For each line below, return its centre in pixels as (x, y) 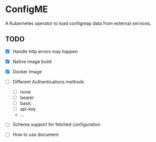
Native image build (32, 61)
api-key (28, 109)
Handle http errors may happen (45, 51)
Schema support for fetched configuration (57, 124)
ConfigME (27, 9)
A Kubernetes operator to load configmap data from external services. (78, 23)
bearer (27, 98)
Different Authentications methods (48, 81)
